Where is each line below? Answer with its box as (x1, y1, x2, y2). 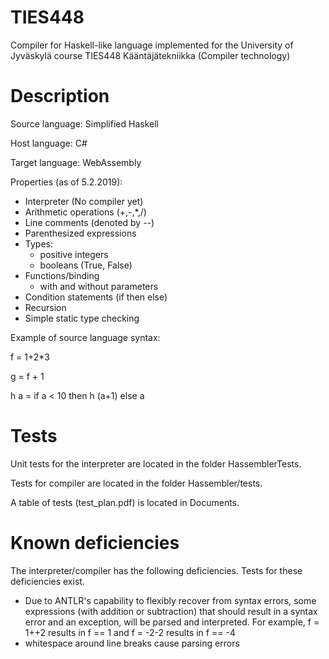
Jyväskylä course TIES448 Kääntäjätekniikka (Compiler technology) (10, 49, 291, 61)
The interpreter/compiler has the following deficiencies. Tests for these (10, 564, 303, 576)
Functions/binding (24, 269, 100, 281)
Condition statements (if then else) (24, 291, 168, 303)
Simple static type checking (24, 312, 140, 324)
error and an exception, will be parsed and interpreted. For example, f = (24, 616, 320, 628)
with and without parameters (39, 280, 159, 292)
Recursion (24, 301, 67, 313)
